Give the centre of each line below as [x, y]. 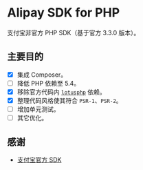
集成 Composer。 [42, 75]
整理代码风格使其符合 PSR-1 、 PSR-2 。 [69, 100]
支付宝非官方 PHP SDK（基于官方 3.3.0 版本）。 [74, 32]
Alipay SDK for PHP [64, 13]
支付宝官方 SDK [39, 160]
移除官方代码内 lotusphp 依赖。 [61, 92]
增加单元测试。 [38, 109]
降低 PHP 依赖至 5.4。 [48, 83]
